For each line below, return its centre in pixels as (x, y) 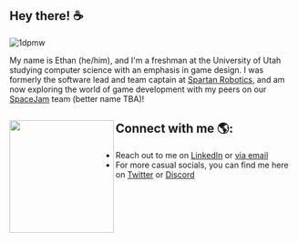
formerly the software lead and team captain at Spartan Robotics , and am (147, 79)
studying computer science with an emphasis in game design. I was (137, 70)
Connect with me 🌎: (175, 129)
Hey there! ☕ (46, 16)
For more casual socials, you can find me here (202, 165)
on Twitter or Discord (155, 174)
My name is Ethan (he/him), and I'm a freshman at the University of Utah (145, 60)
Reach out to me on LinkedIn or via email (192, 155)
